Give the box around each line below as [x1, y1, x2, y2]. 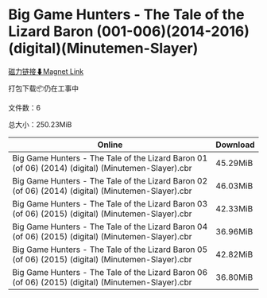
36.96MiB [215, 226, 253, 237]
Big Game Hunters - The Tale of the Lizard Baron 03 [12, 198, 208, 209]
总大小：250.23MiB [8, 119, 72, 129]
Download [215, 139, 255, 150]
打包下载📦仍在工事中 [8, 83, 79, 93]
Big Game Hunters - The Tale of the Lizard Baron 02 [12, 175, 208, 186]
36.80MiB [215, 272, 253, 283]
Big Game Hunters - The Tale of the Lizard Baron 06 [12, 266, 208, 277]
